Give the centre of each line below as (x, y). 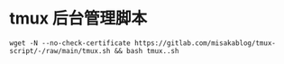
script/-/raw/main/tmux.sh (60, 50)
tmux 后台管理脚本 (78, 18)
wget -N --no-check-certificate (70, 43)
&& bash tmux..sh (147, 50)
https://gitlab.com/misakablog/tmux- (205, 43)
